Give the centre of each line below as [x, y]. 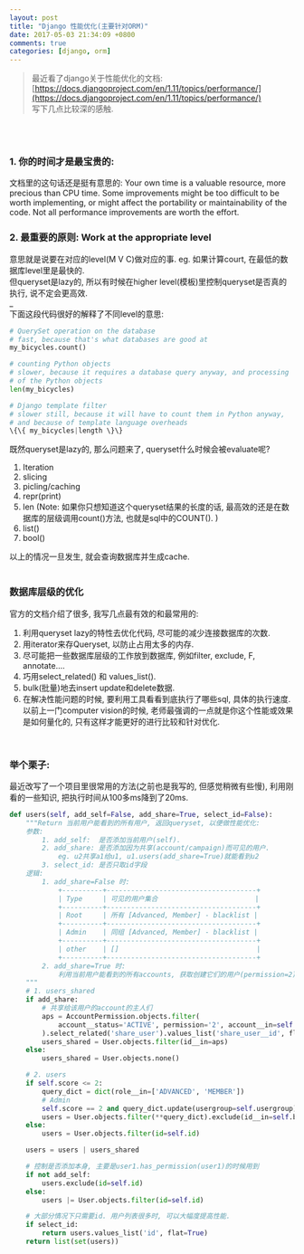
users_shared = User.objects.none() [111, 1059]
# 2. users [46, 1075]
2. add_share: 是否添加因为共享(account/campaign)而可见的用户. [156, 848]
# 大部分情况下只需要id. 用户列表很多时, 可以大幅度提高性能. [128, 1216]
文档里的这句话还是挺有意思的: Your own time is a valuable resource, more [148, 183]
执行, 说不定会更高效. [49, 293]
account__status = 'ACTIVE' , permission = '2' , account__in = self [176, 1025]
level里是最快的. [55, 270]
